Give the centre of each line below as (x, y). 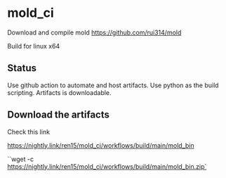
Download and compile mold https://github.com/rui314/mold (94, 32)
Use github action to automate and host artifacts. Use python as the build (113, 85)
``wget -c (20, 159)
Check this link (29, 132)
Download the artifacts (59, 115)
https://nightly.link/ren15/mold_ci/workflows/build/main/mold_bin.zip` (107, 166)
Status (22, 68)
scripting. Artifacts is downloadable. (59, 92)
